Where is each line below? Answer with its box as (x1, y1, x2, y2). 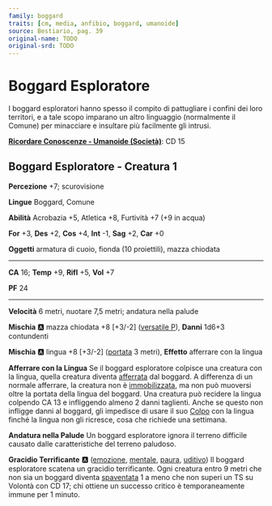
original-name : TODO (8, 34, 79, 43)
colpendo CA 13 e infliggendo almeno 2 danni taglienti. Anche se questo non (8, 398, 263, 407)
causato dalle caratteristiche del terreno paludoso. (8, 439, 176, 449)
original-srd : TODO (8, 42, 74, 50)
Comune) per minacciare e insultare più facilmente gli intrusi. (8, 121, 212, 130)
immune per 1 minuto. (8, 489, 81, 499)
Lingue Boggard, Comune (8, 197, 96, 206)
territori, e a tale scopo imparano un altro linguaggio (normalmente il (8, 113, 236, 122)
